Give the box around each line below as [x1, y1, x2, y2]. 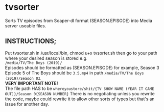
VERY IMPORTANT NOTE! [5, 80, 58, 86]
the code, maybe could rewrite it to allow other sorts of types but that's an [5, 96, 155, 102]
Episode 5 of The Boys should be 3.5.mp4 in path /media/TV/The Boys [5, 70, 144, 76]
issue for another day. [5, 101, 49, 107]
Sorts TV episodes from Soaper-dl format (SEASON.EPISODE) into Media [5, 18, 153, 23]
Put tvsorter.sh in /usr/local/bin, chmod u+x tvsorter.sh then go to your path [5, 50, 158, 56]
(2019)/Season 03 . [5, 75, 42, 81]
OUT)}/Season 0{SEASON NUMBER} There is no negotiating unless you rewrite [5, 90, 155, 96]
